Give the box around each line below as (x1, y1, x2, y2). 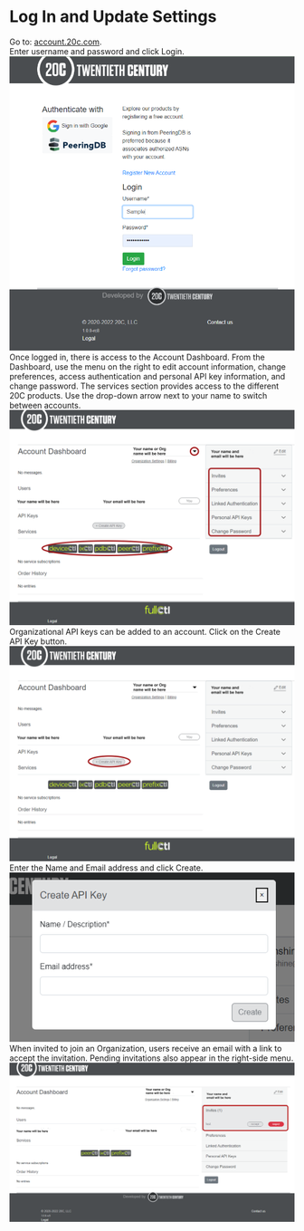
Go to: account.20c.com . (9, 36, 102, 47)
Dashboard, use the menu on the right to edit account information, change (9, 361, 287, 372)
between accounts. (9, 399, 81, 410)
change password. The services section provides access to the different (9, 380, 280, 391)
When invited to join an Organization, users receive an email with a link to (9, 1043, 282, 1053)
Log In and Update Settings (9, 6, 217, 27)
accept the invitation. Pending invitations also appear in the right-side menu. (9, 1053, 294, 1063)
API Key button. (9, 636, 68, 647)
